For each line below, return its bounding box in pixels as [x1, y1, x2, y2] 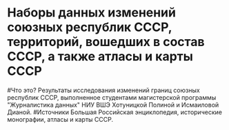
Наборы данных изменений [7, 5, 176, 21]
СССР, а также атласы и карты [7, 49, 193, 65]
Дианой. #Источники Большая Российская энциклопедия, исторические [7, 108, 223, 116]
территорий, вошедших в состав [7, 34, 205, 50]
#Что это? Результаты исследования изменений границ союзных [7, 86, 200, 94]
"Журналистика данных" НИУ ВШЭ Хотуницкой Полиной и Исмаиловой [7, 100, 219, 109]
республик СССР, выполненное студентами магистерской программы [7, 93, 217, 101]
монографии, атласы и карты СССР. [7, 115, 114, 123]
